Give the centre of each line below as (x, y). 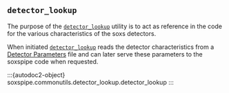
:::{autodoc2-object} (36, 74)
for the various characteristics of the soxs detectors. (82, 33)
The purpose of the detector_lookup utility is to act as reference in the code (115, 26)
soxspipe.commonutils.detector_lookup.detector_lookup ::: (90, 82)
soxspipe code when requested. (53, 61)
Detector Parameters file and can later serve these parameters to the (105, 54)
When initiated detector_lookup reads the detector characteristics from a (111, 47)
